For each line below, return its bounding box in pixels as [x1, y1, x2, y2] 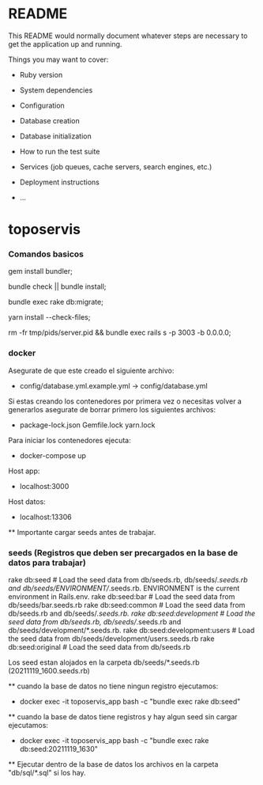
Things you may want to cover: [8, 55, 109, 64]
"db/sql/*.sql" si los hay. [8, 768, 86, 778]
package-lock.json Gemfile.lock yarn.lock [19, 420, 156, 430]
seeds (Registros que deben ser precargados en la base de [8, 547, 239, 558]
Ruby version [19, 70, 63, 79]
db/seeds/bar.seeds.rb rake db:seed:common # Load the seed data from [8, 601, 246, 610]
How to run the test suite [19, 146, 100, 156]
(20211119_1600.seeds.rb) [8, 666, 91, 676]
